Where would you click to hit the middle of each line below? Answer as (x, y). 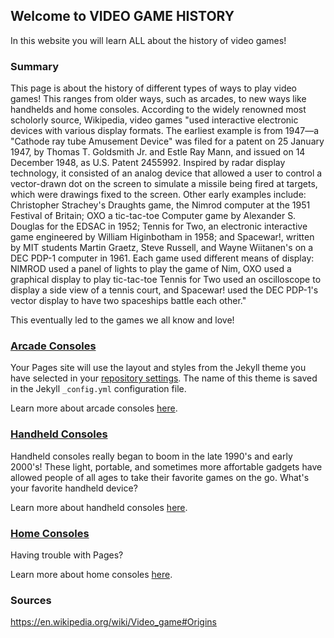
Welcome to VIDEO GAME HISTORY (122, 16)
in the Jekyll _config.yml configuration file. (98, 389)
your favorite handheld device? (74, 488)
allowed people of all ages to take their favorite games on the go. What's (160, 477)
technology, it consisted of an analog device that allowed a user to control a (166, 173)
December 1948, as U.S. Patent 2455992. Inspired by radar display (148, 163)
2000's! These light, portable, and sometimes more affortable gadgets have (166, 466)
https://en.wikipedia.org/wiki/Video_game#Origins (113, 622)
